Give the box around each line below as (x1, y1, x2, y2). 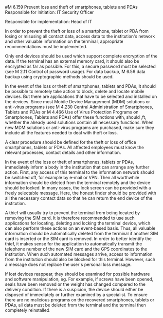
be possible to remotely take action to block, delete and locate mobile (5, 89, 145, 94)
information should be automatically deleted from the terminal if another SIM (5, 231, 158, 236)
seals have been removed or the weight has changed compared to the (5, 281, 146, 287)
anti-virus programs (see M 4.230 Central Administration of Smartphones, (5, 104, 153, 110)
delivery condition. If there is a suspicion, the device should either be (5, 287, 144, 292)
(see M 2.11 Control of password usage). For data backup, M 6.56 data (5, 69, 146, 75)
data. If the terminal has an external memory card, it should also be (5, 58, 140, 64)
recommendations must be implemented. (5, 44, 88, 49)
